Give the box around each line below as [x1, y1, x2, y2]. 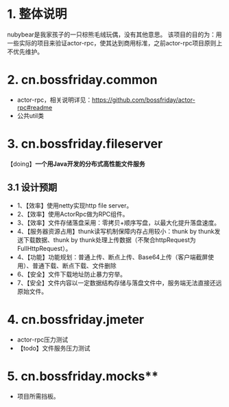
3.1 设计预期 [7, 181, 58, 193]
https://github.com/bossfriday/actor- [91, 96, 195, 104]
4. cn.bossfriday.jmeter [7, 311, 145, 327]
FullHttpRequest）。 [16, 244, 72, 252]
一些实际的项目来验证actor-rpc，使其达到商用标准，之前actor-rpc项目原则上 [7, 38, 223, 47]
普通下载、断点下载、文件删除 [32, 261, 117, 269]
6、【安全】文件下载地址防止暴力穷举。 [16, 269, 127, 278]
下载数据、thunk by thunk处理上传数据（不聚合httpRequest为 [23, 235, 196, 244]
